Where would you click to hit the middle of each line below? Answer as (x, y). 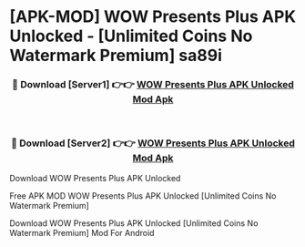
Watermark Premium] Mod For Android (82, 232)
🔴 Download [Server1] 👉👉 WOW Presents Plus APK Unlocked (153, 85)
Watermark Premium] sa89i (116, 56)
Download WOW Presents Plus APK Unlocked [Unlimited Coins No (134, 223)
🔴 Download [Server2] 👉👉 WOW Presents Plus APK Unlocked (153, 143)
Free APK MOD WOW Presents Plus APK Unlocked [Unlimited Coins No (143, 196)
